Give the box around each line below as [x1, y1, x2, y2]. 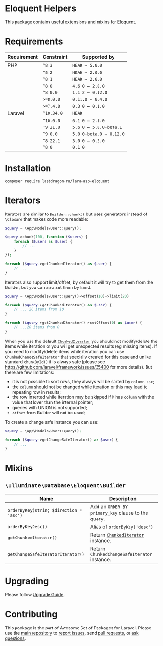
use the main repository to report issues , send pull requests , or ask [5, 630, 139, 636]
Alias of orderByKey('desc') [90, 523, 154, 530]
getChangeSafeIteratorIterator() [7, 552, 85, 557]
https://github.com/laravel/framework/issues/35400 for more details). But [5, 364, 152, 370]
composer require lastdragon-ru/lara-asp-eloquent [5, 179, 110, 184]
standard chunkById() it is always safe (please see [5, 359, 105, 365]
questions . [5, 635, 26, 641]
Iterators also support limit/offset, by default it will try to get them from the [5, 279, 153, 285]
